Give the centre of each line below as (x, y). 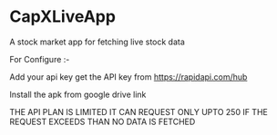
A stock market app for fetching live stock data (97, 42)
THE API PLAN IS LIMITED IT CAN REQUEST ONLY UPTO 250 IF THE (139, 111)
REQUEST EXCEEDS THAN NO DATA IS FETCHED (103, 121)
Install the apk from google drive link (78, 94)
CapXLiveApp (63, 17)
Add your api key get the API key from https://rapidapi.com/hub (128, 77)
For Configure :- (40, 59)
